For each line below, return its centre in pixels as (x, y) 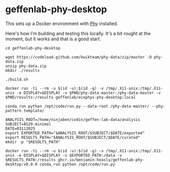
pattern (14, 111)
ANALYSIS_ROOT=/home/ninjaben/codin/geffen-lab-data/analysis (73, 119)
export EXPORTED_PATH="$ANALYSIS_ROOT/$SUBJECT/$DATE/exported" (75, 133)
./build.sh (17, 79)
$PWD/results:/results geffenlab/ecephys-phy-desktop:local (71, 97)
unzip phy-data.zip (26, 66)
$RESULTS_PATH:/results (31, 160)
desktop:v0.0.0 (21, 164)
